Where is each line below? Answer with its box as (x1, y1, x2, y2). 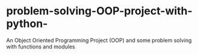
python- (6, 17, 48, 30)
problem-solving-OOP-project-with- (6, 4, 193, 18)
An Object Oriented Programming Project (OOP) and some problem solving (6, 36, 192, 44)
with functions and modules (6, 43, 75, 50)
